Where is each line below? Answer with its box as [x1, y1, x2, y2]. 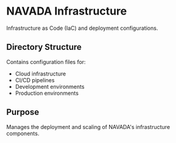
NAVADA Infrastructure [6, 4, 127, 18]
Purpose [6, 107, 40, 117]
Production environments [15, 89, 79, 97]
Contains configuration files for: [6, 58, 86, 65]
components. [6, 130, 40, 137]
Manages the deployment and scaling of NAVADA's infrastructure [6, 123, 171, 130]
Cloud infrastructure [15, 70, 66, 77]
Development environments [15, 83, 85, 90]
